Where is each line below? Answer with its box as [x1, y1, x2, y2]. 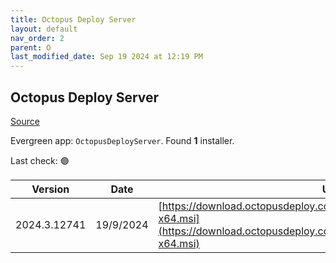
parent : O [10, 42, 52, 53]
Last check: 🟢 [10, 154, 70, 166]
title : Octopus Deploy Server [10, 14, 137, 25]
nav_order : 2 [10, 33, 65, 43]
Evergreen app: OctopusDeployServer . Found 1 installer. [10, 134, 235, 146]
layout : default [10, 24, 78, 34]
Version [31, 182, 70, 196]
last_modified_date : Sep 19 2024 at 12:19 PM [10, 52, 203, 62]
